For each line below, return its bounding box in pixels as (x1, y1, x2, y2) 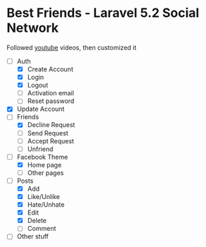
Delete (27, 217, 47, 225)
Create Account (27, 65, 73, 73)
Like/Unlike (27, 193, 61, 200)
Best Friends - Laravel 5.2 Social (6, 5, 200, 21)
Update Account (16, 104, 65, 114)
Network (6, 20, 59, 36)
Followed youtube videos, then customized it (6, 43, 137, 52)
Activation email (27, 89, 75, 97)
